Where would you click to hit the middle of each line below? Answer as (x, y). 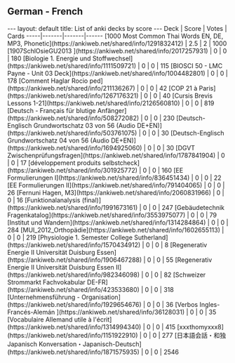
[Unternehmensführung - (44, 297)
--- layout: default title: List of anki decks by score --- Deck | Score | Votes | (117, 28)
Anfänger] (112, 110)
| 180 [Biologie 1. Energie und (49, 58)
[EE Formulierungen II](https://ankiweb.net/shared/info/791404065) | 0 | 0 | (116, 185)
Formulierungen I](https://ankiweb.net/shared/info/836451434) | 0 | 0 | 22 (115, 178)
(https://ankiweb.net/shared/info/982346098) (74, 275)
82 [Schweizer (185, 275)
